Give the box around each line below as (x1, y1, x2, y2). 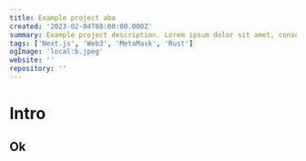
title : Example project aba (9, 13, 117, 23)
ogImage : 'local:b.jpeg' (9, 47, 104, 56)
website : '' (9, 55, 55, 65)
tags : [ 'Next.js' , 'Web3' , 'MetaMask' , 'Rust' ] (9, 38, 194, 48)
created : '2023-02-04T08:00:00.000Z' (9, 22, 153, 31)
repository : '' (9, 65, 67, 74)
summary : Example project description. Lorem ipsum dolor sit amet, (9, 30, 275, 39)
